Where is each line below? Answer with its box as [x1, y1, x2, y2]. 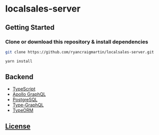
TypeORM [12, 107, 34, 113]
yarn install [5, 58, 33, 63]
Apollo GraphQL [12, 91, 46, 97]
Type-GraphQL [12, 102, 44, 108]
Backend [5, 73, 34, 81]
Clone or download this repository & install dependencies [5, 38, 148, 45]
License [5, 122, 31, 130]
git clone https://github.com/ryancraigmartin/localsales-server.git [5, 49, 154, 54]
